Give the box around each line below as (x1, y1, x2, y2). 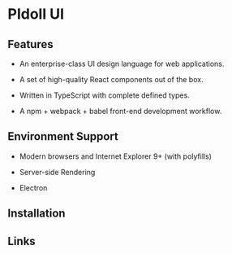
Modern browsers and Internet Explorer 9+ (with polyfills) (19, 151, 213, 161)
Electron (19, 182, 48, 192)
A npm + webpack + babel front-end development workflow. (19, 107, 222, 116)
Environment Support (7, 129, 118, 143)
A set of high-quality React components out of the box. (19, 75, 204, 84)
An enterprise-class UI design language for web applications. (19, 59, 225, 68)
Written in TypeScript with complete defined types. (19, 90, 190, 100)
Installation (7, 207, 66, 221)
